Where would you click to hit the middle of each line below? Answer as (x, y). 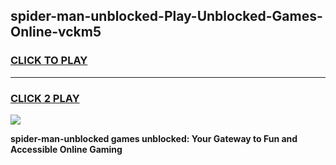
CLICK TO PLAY (49, 61)
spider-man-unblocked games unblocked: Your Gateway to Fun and (154, 138)
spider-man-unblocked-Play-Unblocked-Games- (166, 16)
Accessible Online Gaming (66, 149)
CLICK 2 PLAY (45, 98)
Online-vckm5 (56, 32)
